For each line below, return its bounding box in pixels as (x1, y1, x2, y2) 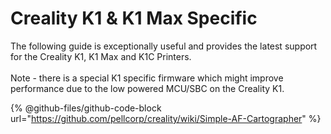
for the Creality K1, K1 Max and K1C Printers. (10, 50, 192, 62)
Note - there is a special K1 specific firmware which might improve (10, 72, 284, 84)
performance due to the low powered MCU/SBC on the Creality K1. (10, 82, 285, 94)
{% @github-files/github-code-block (10, 102, 162, 114)
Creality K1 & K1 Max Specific (10, 7, 258, 30)
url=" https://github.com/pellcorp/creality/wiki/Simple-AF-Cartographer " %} (10, 112, 322, 124)
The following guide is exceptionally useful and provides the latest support (10, 40, 318, 52)
